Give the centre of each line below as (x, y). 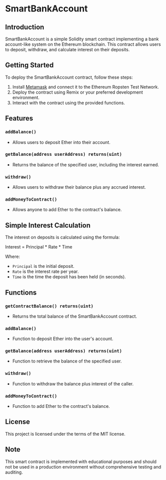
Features (19, 118)
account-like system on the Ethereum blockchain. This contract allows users (83, 44)
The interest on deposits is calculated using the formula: (62, 238)
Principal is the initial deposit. (43, 266)
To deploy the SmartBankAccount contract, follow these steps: (69, 77)
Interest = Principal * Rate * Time (39, 247)
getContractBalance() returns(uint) (49, 306)
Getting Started (29, 65)
